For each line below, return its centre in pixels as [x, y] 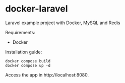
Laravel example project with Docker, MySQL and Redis [63, 23]
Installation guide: [24, 52]
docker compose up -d [28, 65]
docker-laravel [37, 9]
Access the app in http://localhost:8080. [47, 75]
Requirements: [20, 32]
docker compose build [28, 61]
